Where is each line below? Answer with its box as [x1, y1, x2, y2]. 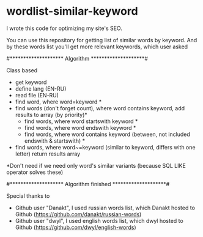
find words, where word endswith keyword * [24, 124, 136, 131]
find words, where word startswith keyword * [24, 118, 138, 125]
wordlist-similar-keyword [6, 4, 139, 18]
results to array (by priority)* [15, 111, 87, 118]
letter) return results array [15, 150, 81, 157]
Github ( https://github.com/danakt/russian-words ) [15, 210, 142, 218]
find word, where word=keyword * [15, 98, 102, 105]
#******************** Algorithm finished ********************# [6, 180, 170, 187]
